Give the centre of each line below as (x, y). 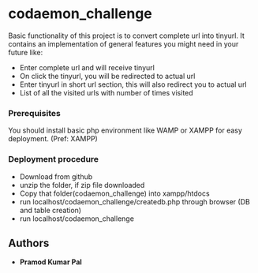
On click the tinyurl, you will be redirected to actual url (107, 76)
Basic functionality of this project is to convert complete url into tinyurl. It (126, 36)
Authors (29, 243)
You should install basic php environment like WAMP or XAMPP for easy (125, 130)
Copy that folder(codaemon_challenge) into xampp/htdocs (115, 193)
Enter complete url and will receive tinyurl (87, 67)
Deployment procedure (54, 159)
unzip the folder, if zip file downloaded (82, 185)
